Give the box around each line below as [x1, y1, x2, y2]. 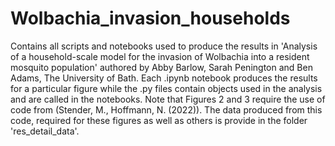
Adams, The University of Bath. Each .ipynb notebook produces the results [10, 72, 318, 84]
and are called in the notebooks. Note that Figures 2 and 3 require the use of [10, 93, 326, 105]
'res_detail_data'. [10, 125, 80, 137]
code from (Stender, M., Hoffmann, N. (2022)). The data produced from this [10, 103, 323, 116]
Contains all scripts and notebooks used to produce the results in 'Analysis [10, 40, 318, 52]
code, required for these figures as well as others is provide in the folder [10, 114, 308, 126]
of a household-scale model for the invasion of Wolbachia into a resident [10, 50, 310, 62]
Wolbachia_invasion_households [10, 7, 291, 30]
